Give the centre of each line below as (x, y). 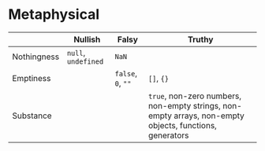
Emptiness (32, 78)
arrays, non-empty (209, 116)
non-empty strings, (185, 105)
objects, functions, (183, 125)
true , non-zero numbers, (195, 96)
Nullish (87, 39)
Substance (32, 116)
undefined (85, 61)
